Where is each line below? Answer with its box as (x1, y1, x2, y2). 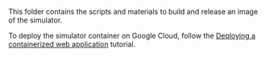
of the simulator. (8, 15, 63, 25)
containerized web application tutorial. (8, 39, 136, 49)
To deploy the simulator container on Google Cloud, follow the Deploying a (8, 31, 256, 40)
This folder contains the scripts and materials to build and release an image (8, 7, 259, 16)
